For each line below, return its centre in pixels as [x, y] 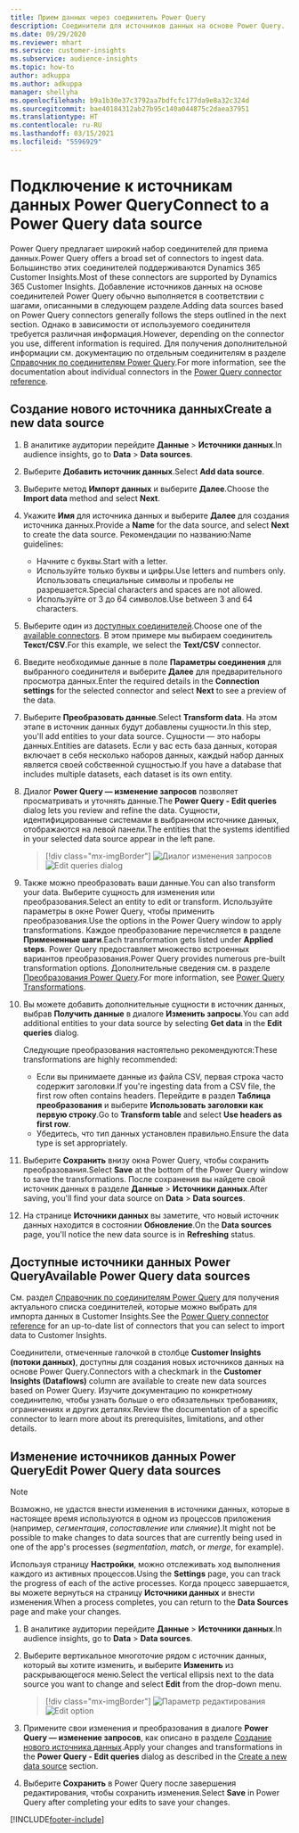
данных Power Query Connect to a [140, 205]
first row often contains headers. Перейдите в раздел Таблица [153, 1095]
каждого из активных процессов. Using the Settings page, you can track [145, 1574]
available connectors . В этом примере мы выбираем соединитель [148, 635]
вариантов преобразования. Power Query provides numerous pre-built [154, 958]
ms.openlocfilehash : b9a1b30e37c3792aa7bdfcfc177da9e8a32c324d [130, 100]
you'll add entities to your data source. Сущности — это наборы [141, 736]
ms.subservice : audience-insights [74, 59]
